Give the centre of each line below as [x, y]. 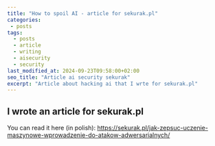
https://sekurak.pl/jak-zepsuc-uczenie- [152, 128]
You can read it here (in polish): [52, 128]
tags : [15, 33]
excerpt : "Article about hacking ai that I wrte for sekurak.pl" [102, 84]
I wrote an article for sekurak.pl [76, 111]
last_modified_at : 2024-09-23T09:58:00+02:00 [73, 71]
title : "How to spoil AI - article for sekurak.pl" [82, 13]
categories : [24, 20]
